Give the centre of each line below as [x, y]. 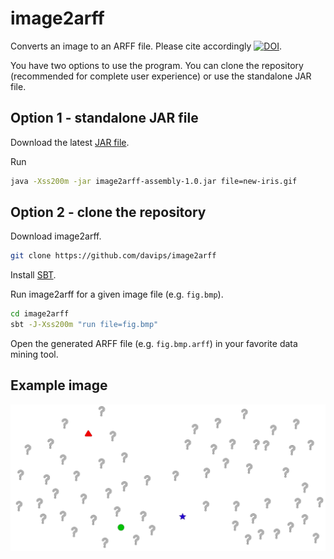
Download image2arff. [56, 236]
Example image [59, 385]
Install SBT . [33, 275]
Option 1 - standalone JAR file [104, 118]
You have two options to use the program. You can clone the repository [157, 65]
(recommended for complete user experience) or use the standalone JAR [161, 76]
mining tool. [34, 354]
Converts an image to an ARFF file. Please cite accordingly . [146, 46]
